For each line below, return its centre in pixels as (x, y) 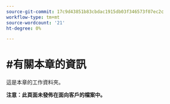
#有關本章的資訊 (46, 64)
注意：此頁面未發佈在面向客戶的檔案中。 (56, 95)
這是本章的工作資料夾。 (35, 82)
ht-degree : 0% (24, 28)
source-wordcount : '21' (36, 23)
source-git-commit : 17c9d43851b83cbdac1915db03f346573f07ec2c (85, 12)
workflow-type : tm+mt (33, 17)
